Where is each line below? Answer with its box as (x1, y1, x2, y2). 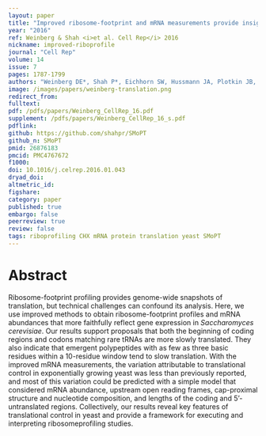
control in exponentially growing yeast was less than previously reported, (8, 368, 247, 377)
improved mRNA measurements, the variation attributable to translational (8, 359, 246, 369)
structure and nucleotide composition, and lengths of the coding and (8, 393, 232, 403)
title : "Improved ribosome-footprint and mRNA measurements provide (8, 19, 239, 27)
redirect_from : (8, 93, 59, 100)
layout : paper (8, 11, 55, 20)
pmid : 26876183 (8, 144, 59, 152)
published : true (8, 203, 62, 210)
